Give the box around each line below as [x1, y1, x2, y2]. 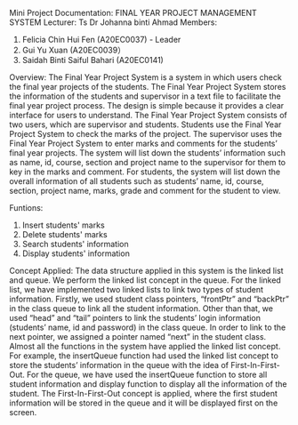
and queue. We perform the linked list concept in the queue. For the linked [9, 275, 282, 285]
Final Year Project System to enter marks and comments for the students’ [9, 138, 278, 148]
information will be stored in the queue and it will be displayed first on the [9, 397, 278, 408]
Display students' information [21, 248, 131, 259]
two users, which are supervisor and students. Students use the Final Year [9, 119, 282, 130]
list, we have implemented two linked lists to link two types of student [9, 285, 264, 294]
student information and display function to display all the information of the [9, 379, 287, 389]
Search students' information [21, 239, 129, 249]
